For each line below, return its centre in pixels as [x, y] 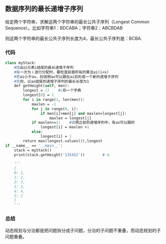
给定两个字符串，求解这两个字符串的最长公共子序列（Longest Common [77, 22]
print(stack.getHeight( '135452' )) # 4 [62, 155]
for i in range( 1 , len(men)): [54, 100]
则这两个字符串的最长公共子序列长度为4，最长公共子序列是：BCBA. [74, 38]
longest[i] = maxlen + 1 [65, 127]
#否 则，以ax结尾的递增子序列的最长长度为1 [52, 81]
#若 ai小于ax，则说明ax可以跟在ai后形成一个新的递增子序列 [66, 77]
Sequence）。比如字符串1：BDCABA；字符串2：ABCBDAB [64, 28]
